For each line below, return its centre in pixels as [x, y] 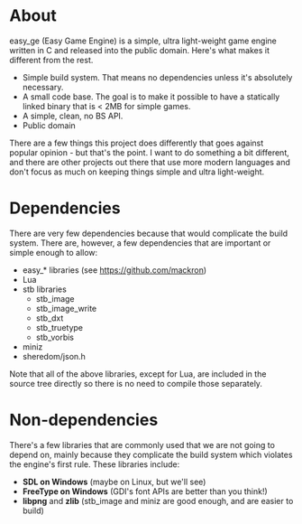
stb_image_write [66, 308]
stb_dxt [50, 318]
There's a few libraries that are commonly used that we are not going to [142, 444]
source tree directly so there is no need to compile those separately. [136, 383]
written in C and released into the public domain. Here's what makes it [140, 50]
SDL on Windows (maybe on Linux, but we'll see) [114, 482]
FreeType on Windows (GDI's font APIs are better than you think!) [145, 491]
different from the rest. [51, 60]
